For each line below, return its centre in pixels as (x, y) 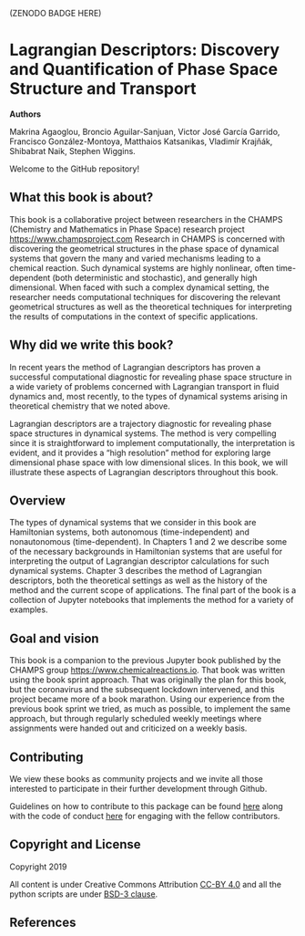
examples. (29, 609)
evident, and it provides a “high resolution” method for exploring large (140, 452)
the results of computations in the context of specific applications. (134, 316)
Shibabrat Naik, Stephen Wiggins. (73, 151)
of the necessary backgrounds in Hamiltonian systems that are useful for (146, 552)
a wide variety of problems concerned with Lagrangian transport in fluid (144, 386)
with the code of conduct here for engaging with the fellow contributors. (145, 816)
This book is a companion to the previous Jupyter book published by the (145, 660)
